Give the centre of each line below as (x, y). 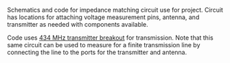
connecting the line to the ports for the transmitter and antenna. (97, 52)
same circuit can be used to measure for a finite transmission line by (104, 45)
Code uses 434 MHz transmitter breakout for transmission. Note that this (111, 38)
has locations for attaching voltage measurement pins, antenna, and (103, 17)
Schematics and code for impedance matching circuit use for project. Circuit (115, 10)
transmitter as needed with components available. (78, 24)
